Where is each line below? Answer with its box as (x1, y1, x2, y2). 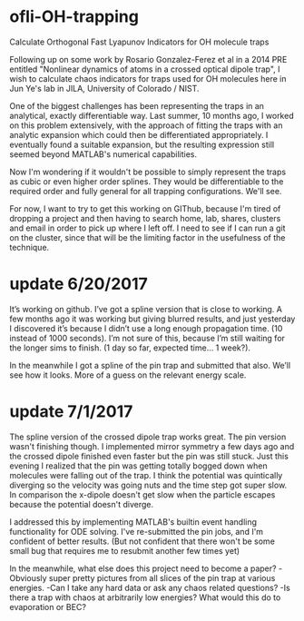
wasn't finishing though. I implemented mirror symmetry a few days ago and (9, 440, 295, 451)
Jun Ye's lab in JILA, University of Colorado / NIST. (9, 83, 200, 94)
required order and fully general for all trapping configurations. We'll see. (9, 185, 282, 196)
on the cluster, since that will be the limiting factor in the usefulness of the (9, 232, 286, 242)
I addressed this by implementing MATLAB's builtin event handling (9, 516, 257, 527)
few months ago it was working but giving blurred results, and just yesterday (9, 313, 296, 324)
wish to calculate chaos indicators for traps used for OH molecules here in (9, 73, 287, 84)
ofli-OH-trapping (9, 6, 139, 27)
